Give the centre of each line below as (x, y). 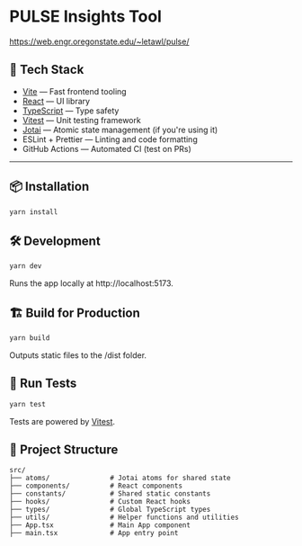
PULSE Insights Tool (85, 17)
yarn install (34, 212)
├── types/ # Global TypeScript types (110, 510)
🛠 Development (55, 241)
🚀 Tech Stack (47, 70)
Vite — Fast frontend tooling (75, 91)
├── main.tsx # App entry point (94, 533)
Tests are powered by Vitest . (62, 421)
